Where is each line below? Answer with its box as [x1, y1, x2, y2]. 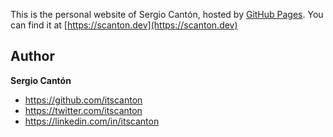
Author [10, 48, 55, 65]
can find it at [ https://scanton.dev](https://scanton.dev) [10, 19, 238, 31]
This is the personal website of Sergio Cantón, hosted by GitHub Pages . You [10, 9, 324, 20]
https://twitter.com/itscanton [24, 104, 143, 116]
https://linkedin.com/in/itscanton [24, 115, 160, 127]
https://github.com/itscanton [24, 94, 143, 106]
